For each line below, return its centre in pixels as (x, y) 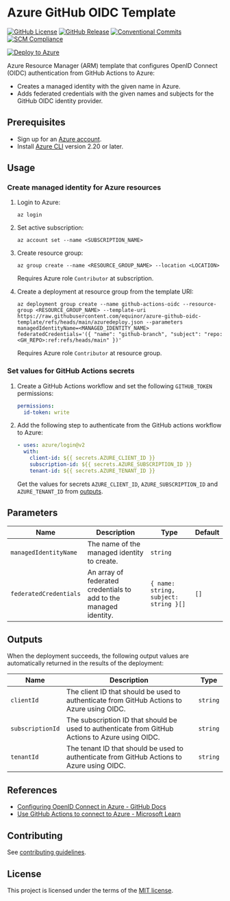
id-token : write (47, 412)
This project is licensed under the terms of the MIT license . (90, 890)
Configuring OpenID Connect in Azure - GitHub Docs (91, 807)
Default (207, 532)
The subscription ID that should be (122, 720)
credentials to (109, 589)
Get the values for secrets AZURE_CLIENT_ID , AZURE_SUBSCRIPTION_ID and (117, 484)
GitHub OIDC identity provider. (60, 100)
